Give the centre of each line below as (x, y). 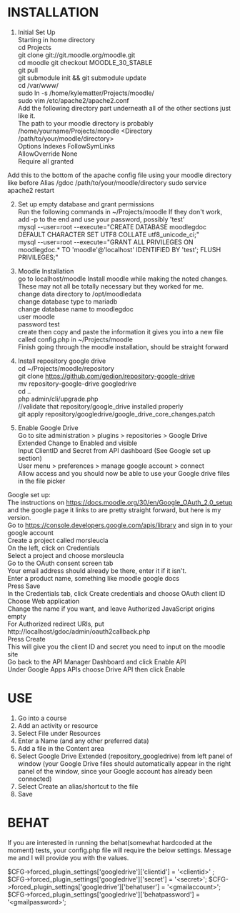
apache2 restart (31, 190)
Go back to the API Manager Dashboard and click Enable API (97, 662)
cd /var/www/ (38, 85)
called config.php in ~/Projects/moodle (75, 339)
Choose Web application (44, 601)
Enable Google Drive (48, 428)
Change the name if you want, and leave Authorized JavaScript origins (111, 609)
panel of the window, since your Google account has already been (115, 771)
